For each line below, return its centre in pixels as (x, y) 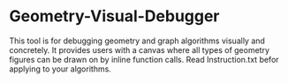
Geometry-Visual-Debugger (114, 16)
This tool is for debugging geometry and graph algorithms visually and (137, 41)
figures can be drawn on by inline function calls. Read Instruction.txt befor (144, 59)
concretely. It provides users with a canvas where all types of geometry (140, 49)
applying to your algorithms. (61, 69)
